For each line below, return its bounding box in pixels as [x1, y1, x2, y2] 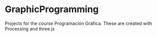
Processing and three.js [5, 25, 55, 31]
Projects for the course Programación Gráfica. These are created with [5, 20, 152, 26]
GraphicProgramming [5, 4, 99, 15]
